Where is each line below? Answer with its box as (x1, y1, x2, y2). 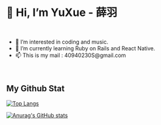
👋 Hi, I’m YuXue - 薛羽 (6, 6, 118, 20)
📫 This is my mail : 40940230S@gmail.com (15, 51, 126, 59)
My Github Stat (6, 83, 65, 94)
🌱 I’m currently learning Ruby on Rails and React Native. (15, 44, 156, 52)
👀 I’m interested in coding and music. (15, 38, 109, 45)
